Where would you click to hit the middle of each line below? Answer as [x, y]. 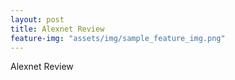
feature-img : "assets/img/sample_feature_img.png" [118, 38]
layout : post [37, 19]
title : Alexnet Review [57, 29]
